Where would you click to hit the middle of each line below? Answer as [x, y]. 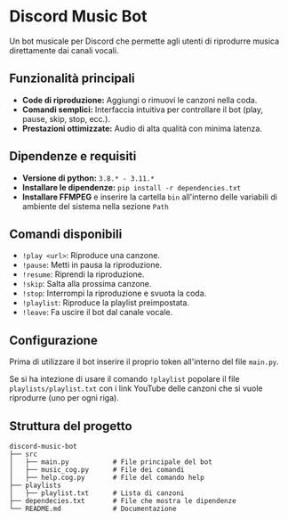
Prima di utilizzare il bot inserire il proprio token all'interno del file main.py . [144, 362]
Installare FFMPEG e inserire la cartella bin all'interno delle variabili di [150, 197]
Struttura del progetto [71, 426]
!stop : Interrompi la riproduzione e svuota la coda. [114, 293]
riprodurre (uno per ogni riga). [64, 398]
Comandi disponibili [66, 234]
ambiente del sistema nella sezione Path [95, 206]
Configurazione [53, 340]
